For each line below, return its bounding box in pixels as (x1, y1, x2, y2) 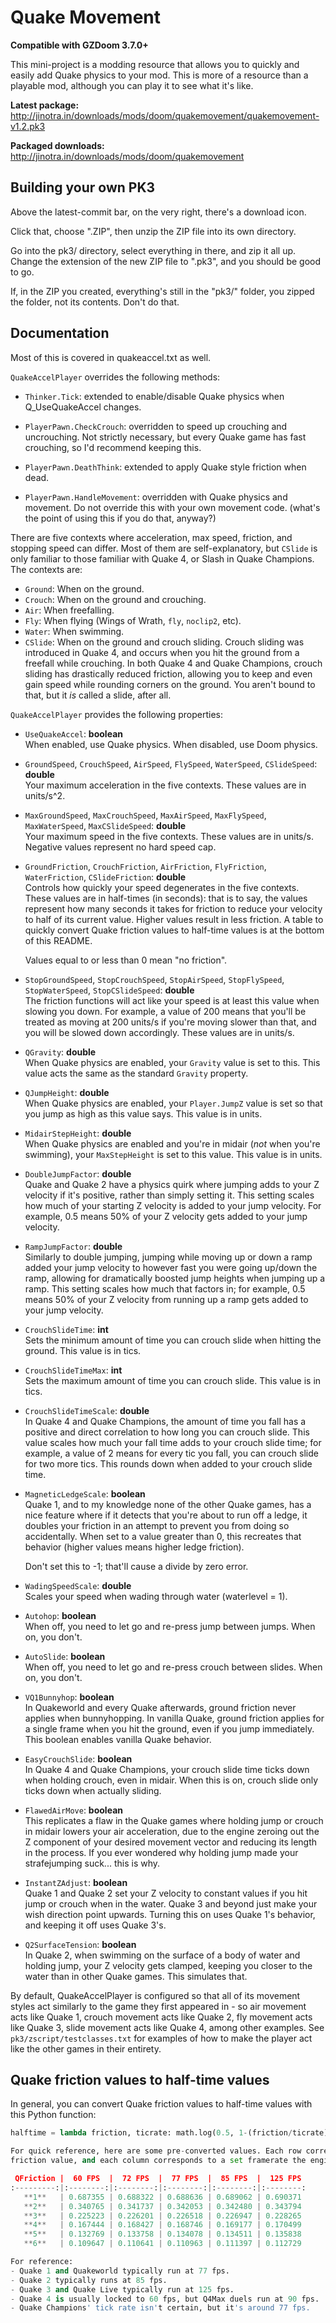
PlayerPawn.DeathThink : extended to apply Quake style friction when (24, 461, 307, 473)
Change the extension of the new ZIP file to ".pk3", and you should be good (10, 255, 321, 267)
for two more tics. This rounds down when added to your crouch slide (24, 1457, 313, 1470)
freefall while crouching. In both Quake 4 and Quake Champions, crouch (24, 657, 323, 669)
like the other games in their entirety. (10, 2042, 162, 2055)
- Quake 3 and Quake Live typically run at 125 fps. (10, 2284, 235, 2295)
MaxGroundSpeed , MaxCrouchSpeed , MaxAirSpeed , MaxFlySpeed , (24, 809, 267, 821)
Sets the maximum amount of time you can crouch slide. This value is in (24, 1374, 322, 1386)
